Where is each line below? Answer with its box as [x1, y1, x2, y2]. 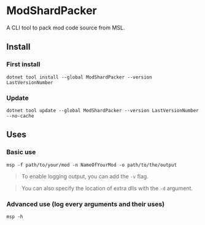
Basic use [6, 148, 36, 156]
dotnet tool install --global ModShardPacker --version [6, 74, 152, 80]
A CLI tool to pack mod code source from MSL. [6, 24, 125, 31]
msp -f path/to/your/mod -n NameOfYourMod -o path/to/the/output [6, 162, 177, 168]
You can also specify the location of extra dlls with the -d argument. [21, 185, 193, 192]
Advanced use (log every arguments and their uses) [6, 200, 164, 208]
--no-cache [6, 113, 34, 119]
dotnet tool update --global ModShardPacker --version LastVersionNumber [6, 107, 199, 113]
